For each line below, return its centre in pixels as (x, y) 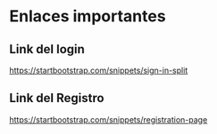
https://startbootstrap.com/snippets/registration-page (108, 119)
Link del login (47, 49)
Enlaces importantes (88, 16)
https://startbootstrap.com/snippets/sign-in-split (99, 70)
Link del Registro (57, 98)
